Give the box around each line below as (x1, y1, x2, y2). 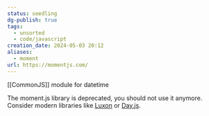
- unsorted (13, 29, 45, 37)
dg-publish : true (7, 17, 58, 23)
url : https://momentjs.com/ (7, 61, 89, 68)
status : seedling (7, 10, 58, 17)
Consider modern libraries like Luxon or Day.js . (7, 101, 141, 109)
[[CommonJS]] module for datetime (7, 80, 109, 88)
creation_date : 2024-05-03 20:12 (7, 42, 104, 49)
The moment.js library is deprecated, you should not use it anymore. (7, 94, 203, 102)
